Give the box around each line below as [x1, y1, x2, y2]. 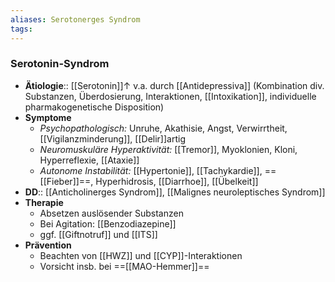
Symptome [24, 111, 72, 123]
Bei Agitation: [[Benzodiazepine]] [39, 217, 177, 230]
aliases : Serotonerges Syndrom [10, 14, 141, 25]
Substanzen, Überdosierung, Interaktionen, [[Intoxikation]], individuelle [24, 90, 317, 102]
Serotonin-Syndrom [10, 57, 110, 71]
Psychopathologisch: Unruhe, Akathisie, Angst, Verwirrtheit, [39, 122, 288, 134]
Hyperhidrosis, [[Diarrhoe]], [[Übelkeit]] [95, 175, 259, 187]
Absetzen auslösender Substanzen [39, 207, 184, 219]
